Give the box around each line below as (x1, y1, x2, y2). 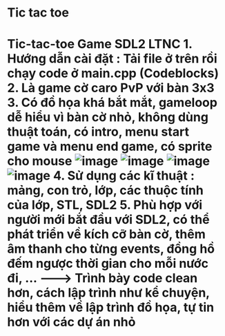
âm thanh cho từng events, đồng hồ (7, 241, 215, 257)
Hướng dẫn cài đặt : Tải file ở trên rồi (7, 51, 217, 67)
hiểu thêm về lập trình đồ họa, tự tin (7, 300, 215, 315)
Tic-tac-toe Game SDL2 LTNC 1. (7, 36, 193, 52)
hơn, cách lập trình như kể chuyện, (7, 285, 210, 301)
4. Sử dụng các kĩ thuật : (52, 168, 195, 184)
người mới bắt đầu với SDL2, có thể (7, 212, 210, 228)
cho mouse (7, 154, 72, 169)
